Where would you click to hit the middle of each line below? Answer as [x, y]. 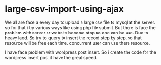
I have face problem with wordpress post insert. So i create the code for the [80, 52]
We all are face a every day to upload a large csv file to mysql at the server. [80, 22]
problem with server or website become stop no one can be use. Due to [77, 32]
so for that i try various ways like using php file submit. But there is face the [80, 27]
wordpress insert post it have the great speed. [51, 57]
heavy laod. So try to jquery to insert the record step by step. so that [73, 38]
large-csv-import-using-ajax [64, 9]
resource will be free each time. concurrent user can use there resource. [78, 43]
